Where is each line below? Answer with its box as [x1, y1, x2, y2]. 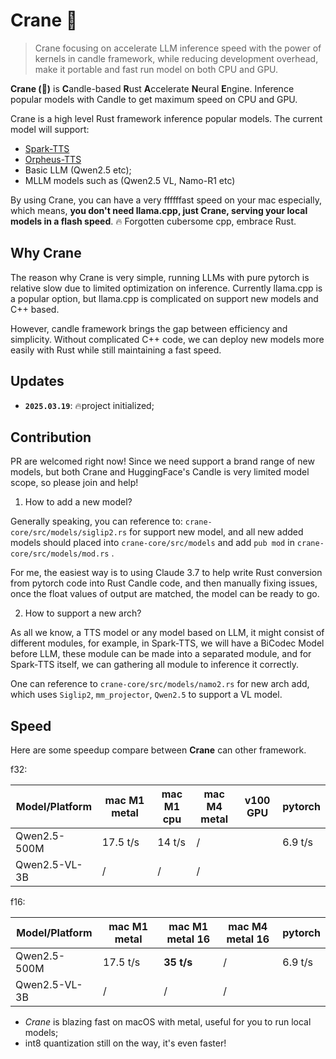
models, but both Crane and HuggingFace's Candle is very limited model [10, 466, 310, 478]
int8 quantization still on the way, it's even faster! [24, 1037, 227, 1049]
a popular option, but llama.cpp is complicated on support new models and [10, 292, 319, 304]
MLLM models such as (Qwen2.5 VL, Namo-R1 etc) [24, 174, 236, 186]
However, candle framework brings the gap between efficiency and [10, 322, 288, 334]
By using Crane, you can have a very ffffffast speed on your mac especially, [10, 194, 322, 206]
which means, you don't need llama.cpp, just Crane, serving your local [10, 204, 308, 216]
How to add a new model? [24, 496, 133, 508]
